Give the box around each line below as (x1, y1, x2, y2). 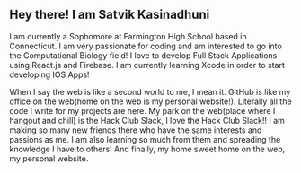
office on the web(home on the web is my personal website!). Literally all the (9, 96, 292, 107)
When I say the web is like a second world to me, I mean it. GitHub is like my (9, 86, 291, 97)
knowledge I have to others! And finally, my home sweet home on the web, (9, 143, 286, 154)
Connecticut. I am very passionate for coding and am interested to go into (9, 40, 283, 51)
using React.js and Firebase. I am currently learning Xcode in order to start (9, 59, 286, 70)
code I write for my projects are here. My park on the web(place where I (9, 105, 276, 116)
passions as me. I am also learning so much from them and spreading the (9, 134, 281, 144)
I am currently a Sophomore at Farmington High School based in (9, 30, 247, 41)
